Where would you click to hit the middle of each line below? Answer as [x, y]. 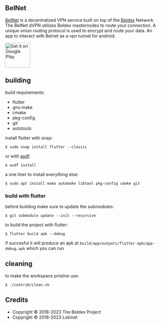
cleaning [19, 264]
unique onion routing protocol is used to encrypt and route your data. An [79, 30]
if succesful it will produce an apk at [42, 243]
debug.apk [15, 249]
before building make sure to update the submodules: [60, 206]
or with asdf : [18, 156]
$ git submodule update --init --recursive [51, 215]
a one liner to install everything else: [42, 174]
